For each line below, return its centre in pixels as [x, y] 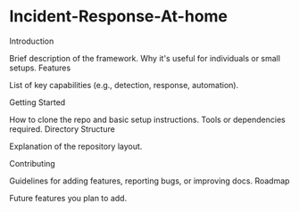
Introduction [32, 41]
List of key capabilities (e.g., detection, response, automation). [124, 85]
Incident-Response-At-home [119, 16]
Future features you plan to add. [68, 198]
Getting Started [37, 102]
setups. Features [40, 68]
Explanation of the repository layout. [76, 146]
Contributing [32, 163]
